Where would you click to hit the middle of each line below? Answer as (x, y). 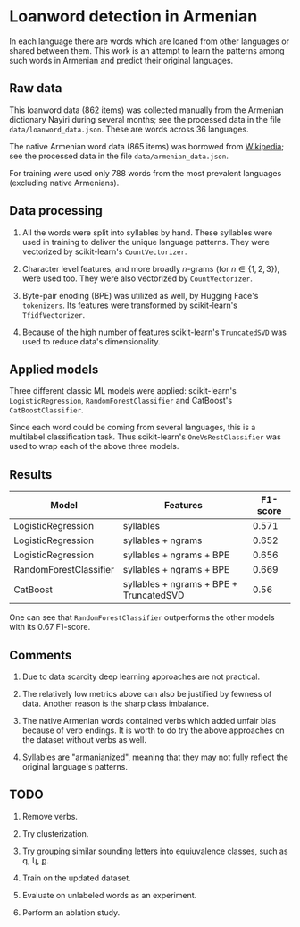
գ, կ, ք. (35, 860)
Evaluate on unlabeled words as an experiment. (109, 895)
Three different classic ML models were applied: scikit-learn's (123, 391)
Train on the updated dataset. (76, 878)
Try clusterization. (55, 833)
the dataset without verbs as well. (84, 740)
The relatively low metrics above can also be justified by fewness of (147, 694)
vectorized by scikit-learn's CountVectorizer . (104, 251)
